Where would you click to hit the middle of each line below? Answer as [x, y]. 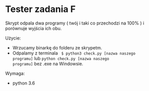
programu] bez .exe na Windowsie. [48, 63]
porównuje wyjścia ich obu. [33, 28]
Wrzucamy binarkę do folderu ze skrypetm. [57, 47]
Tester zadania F [41, 9]
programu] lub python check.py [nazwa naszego [61, 58]
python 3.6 [24, 83]
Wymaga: [15, 73]
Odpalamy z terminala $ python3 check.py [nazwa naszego [74, 53]
